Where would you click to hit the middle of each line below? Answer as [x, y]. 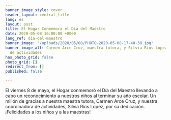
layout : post [19, 24]
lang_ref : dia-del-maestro [34, 39]
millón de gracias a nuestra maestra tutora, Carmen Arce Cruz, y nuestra [81, 101]
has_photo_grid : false [29, 57]
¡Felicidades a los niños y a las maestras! [48, 112]
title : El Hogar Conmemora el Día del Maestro [55, 29]
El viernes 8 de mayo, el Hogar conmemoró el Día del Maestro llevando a [81, 90]
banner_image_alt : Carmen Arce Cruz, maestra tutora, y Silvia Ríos [79, 48]
